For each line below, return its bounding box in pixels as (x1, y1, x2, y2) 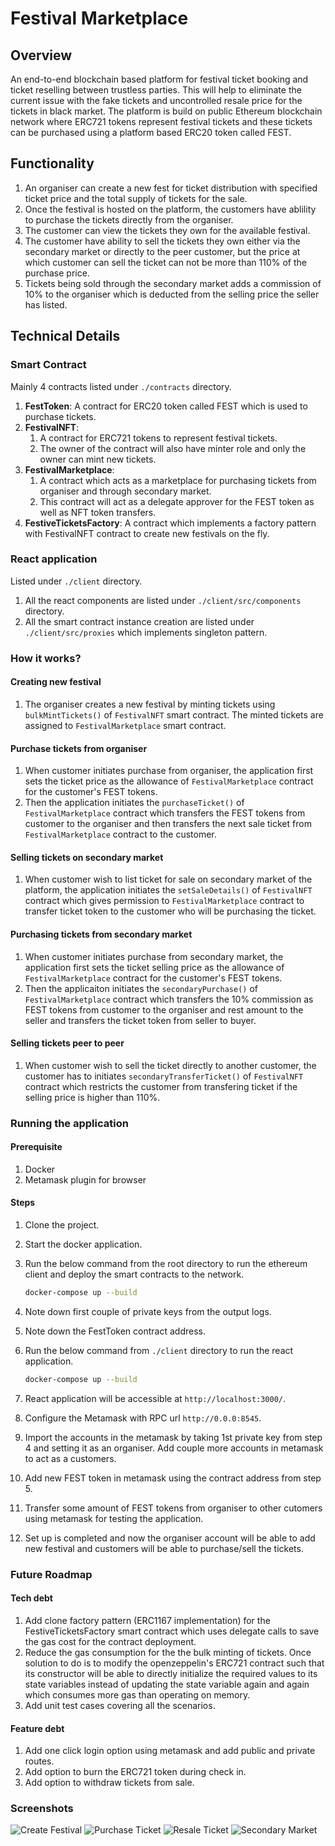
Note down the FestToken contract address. (24, 1325, 206, 1337)
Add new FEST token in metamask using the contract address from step (24, 1472, 322, 1484)
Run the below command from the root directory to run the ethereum (24, 1258, 308, 1270)
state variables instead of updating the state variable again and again (24, 1678, 310, 1690)
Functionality (10, 155, 95, 172)
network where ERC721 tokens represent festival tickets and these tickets (10, 116, 313, 127)
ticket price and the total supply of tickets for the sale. (24, 192, 248, 204)
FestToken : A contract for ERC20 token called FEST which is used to (24, 400, 308, 412)
